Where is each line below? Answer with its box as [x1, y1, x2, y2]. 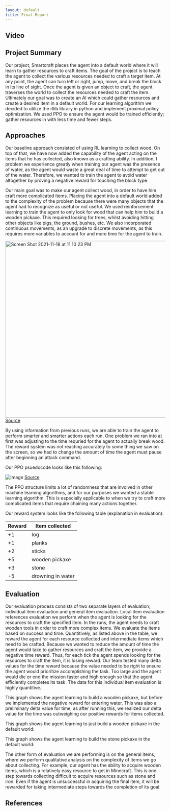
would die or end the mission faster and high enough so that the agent [5, 674, 153, 680]
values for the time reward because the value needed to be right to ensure [5, 663, 161, 669]
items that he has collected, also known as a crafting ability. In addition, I [5, 155, 157, 161]
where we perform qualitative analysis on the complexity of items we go [5, 757, 156, 763]
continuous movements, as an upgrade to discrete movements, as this [5, 225, 153, 231]
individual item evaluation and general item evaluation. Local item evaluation [5, 609, 165, 615]
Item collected [35, 522, 71, 529]
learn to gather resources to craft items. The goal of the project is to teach [5, 67, 161, 74]
